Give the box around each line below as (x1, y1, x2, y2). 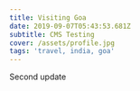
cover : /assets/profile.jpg (9, 38, 116, 48)
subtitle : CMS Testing (9, 30, 95, 39)
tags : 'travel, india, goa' (9, 47, 116, 56)
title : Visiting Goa (9, 13, 88, 23)
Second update (9, 71, 67, 82)
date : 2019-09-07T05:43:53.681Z (9, 22, 131, 31)
